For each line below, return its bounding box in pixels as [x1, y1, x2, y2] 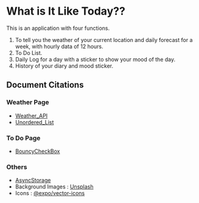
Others [6, 163, 27, 171]
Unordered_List [15, 118, 54, 126]
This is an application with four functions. [6, 24, 110, 32]
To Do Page [6, 134, 41, 142]
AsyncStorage [15, 177, 51, 184]
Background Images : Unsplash [15, 183, 94, 190]
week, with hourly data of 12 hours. [15, 43, 103, 50]
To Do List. [15, 49, 43, 56]
